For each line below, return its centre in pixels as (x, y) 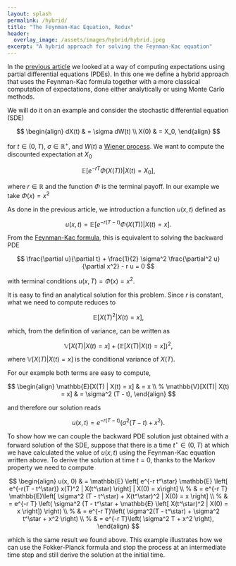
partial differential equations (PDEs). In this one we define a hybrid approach (118, 74)
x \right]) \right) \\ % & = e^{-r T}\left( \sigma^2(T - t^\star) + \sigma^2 (118, 511)
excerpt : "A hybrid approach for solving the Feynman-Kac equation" (110, 47)
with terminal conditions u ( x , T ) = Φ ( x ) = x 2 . (71, 281)
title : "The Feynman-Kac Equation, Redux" (70, 27)
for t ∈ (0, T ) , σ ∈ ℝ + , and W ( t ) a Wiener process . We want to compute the (116, 146)
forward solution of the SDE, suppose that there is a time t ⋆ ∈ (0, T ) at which (118, 444)
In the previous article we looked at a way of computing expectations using (116, 67)
